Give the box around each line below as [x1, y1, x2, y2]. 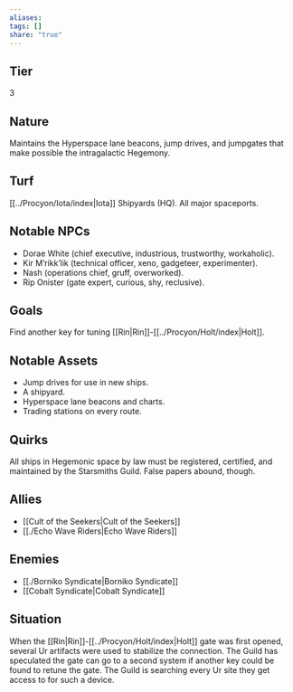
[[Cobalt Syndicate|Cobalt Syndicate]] [22, 585, 165, 596]
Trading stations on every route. [22, 406, 142, 417]
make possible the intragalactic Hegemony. [9, 147, 171, 158]
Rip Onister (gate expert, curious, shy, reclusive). [22, 277, 205, 288]
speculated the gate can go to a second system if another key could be [9, 655, 275, 666]
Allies [9, 492, 43, 507]
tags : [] [9, 22, 43, 31]
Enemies [9, 552, 60, 567]
